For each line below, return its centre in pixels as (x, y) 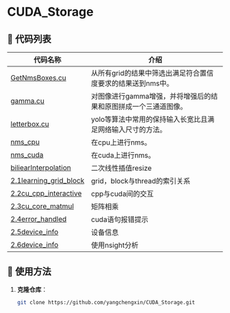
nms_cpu (25, 142)
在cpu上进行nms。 (122, 142)
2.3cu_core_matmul (42, 206)
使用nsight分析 (115, 245)
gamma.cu (27, 101)
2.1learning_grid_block (48, 180)
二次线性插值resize (122, 168)
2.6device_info (35, 245)
